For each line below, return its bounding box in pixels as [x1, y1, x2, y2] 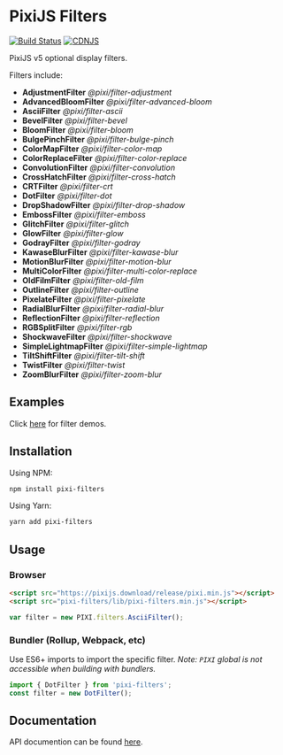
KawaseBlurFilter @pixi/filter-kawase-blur [21, 246, 179, 258]
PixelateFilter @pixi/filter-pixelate [21, 294, 146, 304]
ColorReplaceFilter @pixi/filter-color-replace [21, 152, 187, 163]
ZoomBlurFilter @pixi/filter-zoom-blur [21, 369, 162, 380]
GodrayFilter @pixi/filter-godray [21, 237, 141, 248]
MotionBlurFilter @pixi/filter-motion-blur [21, 256, 172, 266]
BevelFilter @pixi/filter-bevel [21, 115, 128, 126]
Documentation [9, 713, 97, 728]
